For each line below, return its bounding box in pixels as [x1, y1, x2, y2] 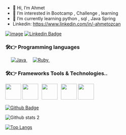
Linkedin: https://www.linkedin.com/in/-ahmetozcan [12, 21, 121, 27]
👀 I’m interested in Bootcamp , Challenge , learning [12, 10, 118, 16]
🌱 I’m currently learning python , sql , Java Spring [12, 16, 116, 21]
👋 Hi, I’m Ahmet [12, 5, 45, 11]
